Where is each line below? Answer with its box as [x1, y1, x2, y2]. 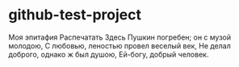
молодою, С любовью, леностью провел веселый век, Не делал [8, 40, 232, 50]
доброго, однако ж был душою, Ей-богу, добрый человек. [8, 49, 209, 59]
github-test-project [8, 6, 141, 24]
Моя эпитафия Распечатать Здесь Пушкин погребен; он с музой [8, 32, 232, 42]
